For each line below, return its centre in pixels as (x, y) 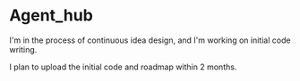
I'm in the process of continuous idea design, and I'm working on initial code (150, 40)
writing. (23, 49)
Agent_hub (51, 16)
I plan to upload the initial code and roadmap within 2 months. (123, 67)
